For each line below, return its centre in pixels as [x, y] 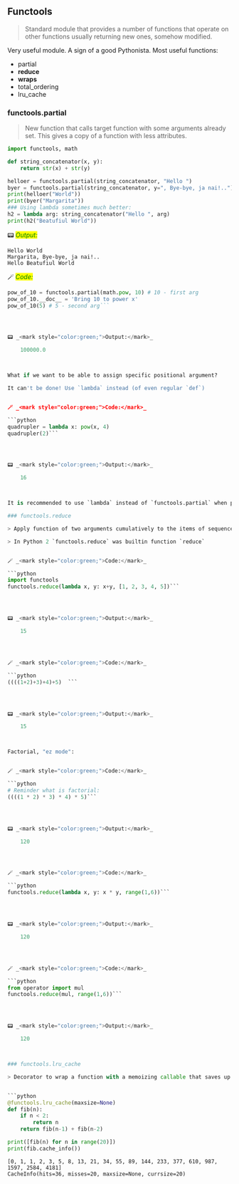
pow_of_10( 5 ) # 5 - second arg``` [59, 305]
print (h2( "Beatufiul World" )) [52, 221]
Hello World [25, 251]
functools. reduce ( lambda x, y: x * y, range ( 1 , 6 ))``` [89, 893]
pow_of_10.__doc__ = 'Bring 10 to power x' [73, 299]
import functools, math [43, 149]
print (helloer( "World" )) [44, 194]
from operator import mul [46, 988]
